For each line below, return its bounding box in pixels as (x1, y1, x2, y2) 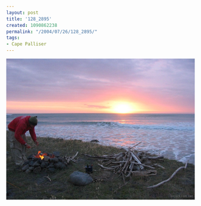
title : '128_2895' (6, 16, 52, 22)
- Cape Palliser (6, 41, 47, 47)
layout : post (6, 10, 39, 16)
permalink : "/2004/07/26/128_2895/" (6, 29, 98, 35)
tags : (6, 35, 20, 41)
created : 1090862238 (6, 22, 58, 28)
